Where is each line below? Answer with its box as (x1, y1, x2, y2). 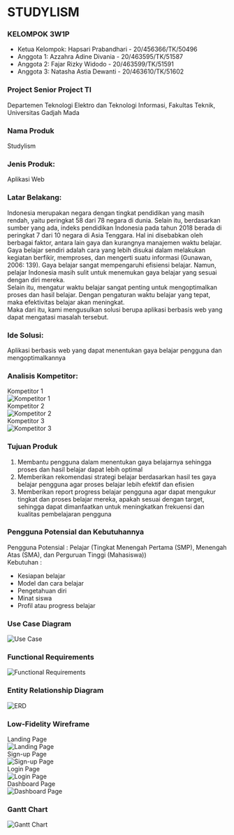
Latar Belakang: (7, 193, 62, 202)
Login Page (7, 765, 41, 773)
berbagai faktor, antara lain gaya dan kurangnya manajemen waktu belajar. (7, 238, 222, 247)
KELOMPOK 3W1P (7, 29, 70, 39)
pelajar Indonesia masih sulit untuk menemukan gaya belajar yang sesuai (7, 268, 217, 277)
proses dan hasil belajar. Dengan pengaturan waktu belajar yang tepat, (7, 290, 211, 298)
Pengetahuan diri (17, 586, 67, 595)
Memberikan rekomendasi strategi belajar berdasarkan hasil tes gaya (17, 472, 217, 481)
